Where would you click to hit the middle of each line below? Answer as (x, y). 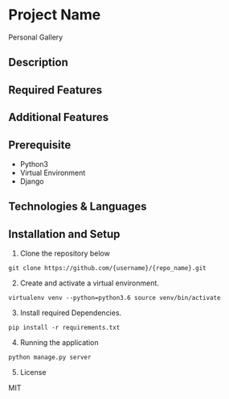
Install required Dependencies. (71, 313)
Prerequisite (40, 145)
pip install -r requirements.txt (64, 328)
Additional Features (59, 117)
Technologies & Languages (78, 207)
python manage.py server (50, 357)
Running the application (59, 343)
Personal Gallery (36, 37)
